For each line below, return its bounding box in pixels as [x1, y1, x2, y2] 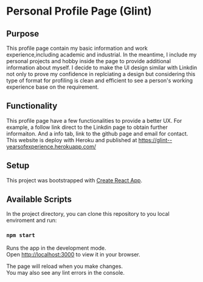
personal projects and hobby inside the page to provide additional [6, 58, 171, 64]
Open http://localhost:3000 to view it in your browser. [6, 250, 141, 258]
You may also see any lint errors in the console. [6, 269, 125, 276]
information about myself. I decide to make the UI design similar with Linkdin [6, 64, 198, 71]
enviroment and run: [6, 217, 57, 224]
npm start [6, 232, 35, 239]
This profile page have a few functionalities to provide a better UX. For [6, 117, 182, 124]
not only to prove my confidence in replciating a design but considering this [6, 70, 196, 77]
